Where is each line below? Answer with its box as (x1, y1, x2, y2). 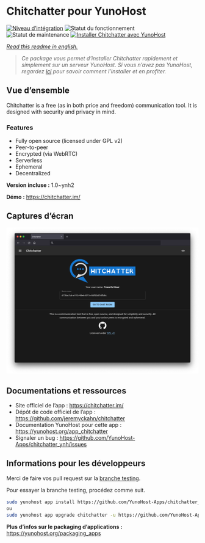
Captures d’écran (6, 211, 74, 221)
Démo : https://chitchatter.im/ (6, 194, 81, 201)
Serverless (15, 157, 43, 164)
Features (6, 123, 34, 132)
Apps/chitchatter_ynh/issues (15, 441, 87, 448)
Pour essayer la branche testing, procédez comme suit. (6, 486, 145, 494)
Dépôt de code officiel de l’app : (15, 408, 96, 416)
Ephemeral (15, 163, 43, 170)
